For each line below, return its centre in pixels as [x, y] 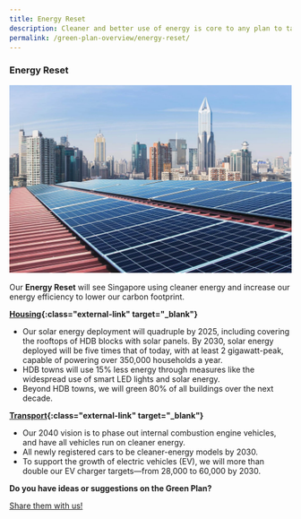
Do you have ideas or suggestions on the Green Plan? [111, 489]
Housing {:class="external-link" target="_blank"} [104, 315]
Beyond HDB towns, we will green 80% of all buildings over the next [148, 389]
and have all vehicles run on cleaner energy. [104, 443]
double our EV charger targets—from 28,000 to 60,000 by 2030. [142, 471]
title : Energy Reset [48, 19]
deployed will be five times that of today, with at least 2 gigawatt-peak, [153, 350]
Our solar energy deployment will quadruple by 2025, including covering [156, 332]
